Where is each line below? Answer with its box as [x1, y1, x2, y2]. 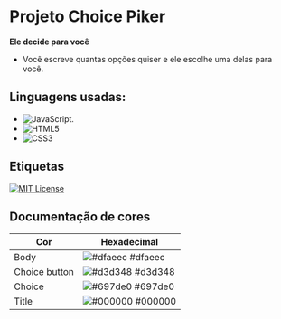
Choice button [14, 266, 74, 278]
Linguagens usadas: [9, 89, 126, 105]
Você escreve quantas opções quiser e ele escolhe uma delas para [22, 53, 273, 64]
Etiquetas [9, 159, 65, 174]
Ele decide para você [9, 36, 89, 47]
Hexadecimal [100, 236, 159, 249]
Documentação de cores [9, 209, 151, 224]
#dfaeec [129, 251, 165, 264]
